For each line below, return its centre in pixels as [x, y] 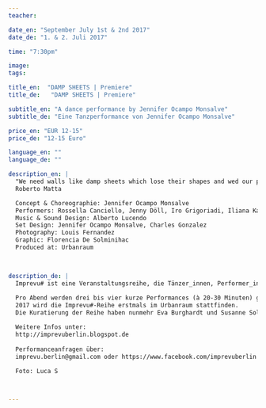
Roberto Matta [38, 189]
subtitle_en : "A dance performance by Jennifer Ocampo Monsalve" [118, 109]
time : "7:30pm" [33, 51]
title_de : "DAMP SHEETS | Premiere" [72, 95]
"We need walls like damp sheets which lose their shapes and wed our [134, 181]
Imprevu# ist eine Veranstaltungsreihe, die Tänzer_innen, [115, 283]
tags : [17, 73]
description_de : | [38, 276]
